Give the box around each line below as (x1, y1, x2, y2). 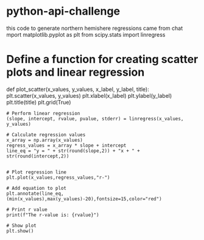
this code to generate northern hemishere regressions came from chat (6, 24, 183, 32)
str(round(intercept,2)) (6, 153, 69, 159)
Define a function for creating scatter (6, 53, 199, 67)
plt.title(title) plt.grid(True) (6, 98, 71, 106)
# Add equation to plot (6, 185, 67, 191)
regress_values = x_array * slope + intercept (6, 142, 127, 148)
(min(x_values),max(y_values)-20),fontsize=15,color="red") (6, 195, 163, 202)
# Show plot (6, 222, 37, 228)
